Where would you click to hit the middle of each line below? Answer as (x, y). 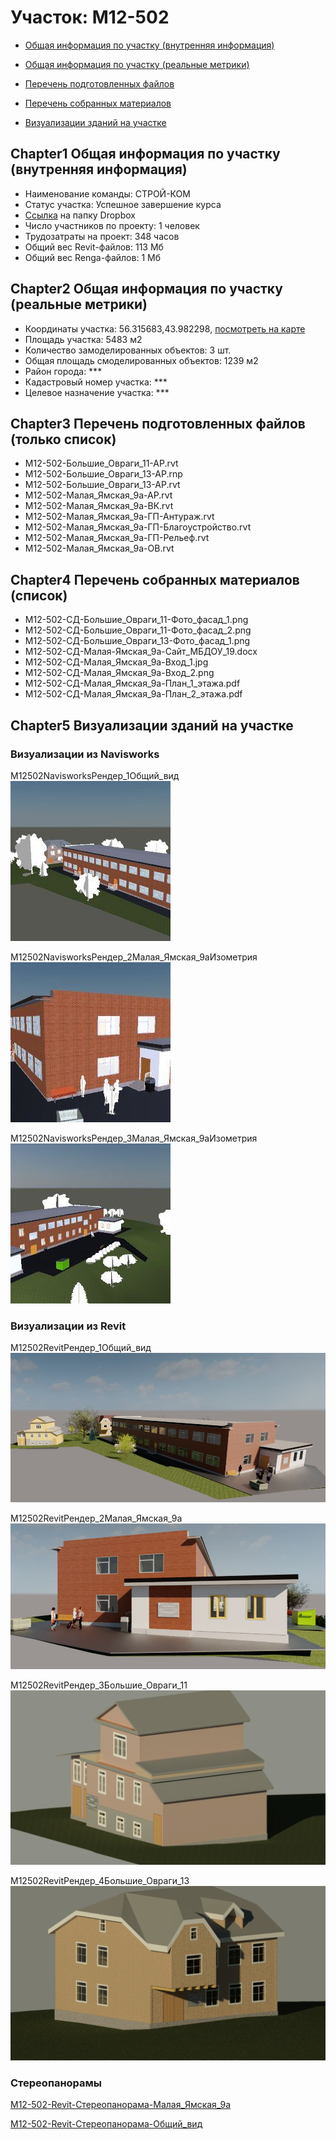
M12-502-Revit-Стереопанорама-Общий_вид (106, 2123)
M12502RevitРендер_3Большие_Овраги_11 (99, 1685)
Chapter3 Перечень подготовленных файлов (158, 423)
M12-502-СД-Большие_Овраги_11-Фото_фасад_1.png (136, 620)
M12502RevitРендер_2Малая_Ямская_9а (96, 1518)
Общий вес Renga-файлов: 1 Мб (92, 257)
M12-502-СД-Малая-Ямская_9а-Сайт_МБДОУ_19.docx (141, 652)
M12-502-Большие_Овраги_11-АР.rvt (101, 463)
